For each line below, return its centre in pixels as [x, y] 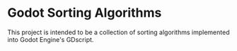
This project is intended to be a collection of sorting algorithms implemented [118, 32]
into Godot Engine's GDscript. [51, 39]
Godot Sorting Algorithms [85, 13]
